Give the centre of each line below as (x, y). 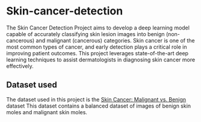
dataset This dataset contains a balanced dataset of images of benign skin (99, 106)
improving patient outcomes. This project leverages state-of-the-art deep (97, 53)
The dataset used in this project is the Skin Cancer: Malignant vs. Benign (96, 99)
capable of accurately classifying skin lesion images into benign (85, 34)
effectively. (20, 66)
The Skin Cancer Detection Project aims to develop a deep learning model (98, 28)
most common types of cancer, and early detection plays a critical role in (97, 47)
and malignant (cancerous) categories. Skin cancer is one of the (115, 40)
